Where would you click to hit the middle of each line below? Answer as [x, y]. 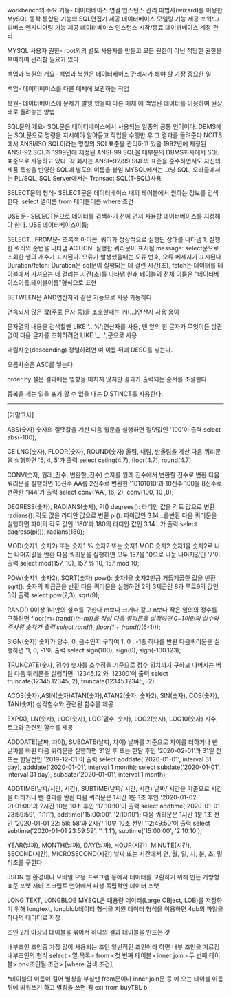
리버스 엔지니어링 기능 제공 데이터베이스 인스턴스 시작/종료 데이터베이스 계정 [109, 27]
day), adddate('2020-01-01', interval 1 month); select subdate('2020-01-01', [114, 767]
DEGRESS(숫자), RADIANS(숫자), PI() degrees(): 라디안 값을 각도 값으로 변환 [111, 507]
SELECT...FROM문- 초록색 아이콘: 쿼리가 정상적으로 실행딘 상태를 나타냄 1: [108, 239]
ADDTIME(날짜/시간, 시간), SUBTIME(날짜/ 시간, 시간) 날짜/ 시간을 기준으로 [108, 789]
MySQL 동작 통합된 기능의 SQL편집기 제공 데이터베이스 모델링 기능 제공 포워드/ [113, 19]
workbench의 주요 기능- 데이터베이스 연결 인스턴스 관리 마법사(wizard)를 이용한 [115, 10]
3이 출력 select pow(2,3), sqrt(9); [54, 595]
